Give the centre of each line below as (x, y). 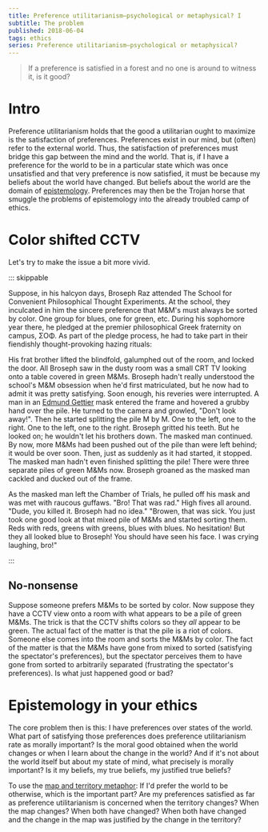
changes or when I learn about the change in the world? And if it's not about (134, 753)
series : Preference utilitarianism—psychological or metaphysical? (123, 46)
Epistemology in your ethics (103, 706)
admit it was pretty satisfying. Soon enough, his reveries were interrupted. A (134, 394)
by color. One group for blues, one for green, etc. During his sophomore (127, 318)
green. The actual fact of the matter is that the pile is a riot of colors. (121, 630)
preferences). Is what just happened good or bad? (91, 673)
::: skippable (28, 278)
